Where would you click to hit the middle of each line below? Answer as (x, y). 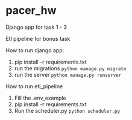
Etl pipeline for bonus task (38, 38)
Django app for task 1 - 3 (36, 27)
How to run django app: (35, 50)
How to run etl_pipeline (34, 86)
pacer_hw (31, 10)
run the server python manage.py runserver (68, 74)
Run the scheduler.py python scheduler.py (67, 110)
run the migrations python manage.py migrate (70, 68)
